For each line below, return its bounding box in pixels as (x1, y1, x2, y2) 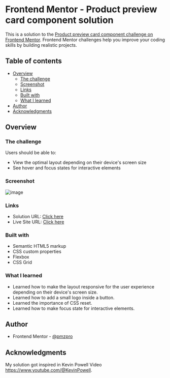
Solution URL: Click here (12, 214, 64, 220)
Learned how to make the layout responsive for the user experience (12, 283, 155, 289)
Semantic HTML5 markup (12, 243, 66, 249)
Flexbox (12, 254, 29, 260)
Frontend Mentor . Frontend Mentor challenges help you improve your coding (5, 37, 165, 43)
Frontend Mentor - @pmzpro (12, 333, 73, 339)
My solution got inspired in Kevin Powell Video (5, 362, 102, 368)
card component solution (5, 14, 114, 26)
